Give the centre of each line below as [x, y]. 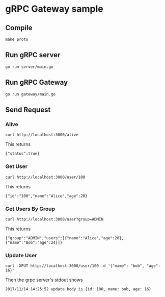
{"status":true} [22, 154]
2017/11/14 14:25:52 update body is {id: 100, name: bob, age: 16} [78, 289]
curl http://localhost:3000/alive [42, 135]
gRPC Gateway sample [54, 9]
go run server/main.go [29, 67]
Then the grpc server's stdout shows [44, 280]
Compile [19, 28]
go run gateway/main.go [31, 94]
